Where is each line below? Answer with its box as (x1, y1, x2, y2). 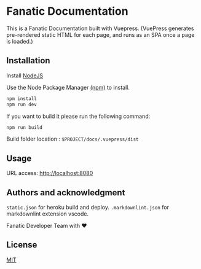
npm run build (6, 124, 43, 130)
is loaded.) (6, 37, 33, 45)
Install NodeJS (6, 72, 44, 79)
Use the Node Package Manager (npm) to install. (6, 84, 130, 91)
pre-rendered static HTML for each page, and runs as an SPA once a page (6, 31, 195, 38)
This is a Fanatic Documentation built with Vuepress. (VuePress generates (6, 25, 194, 32)
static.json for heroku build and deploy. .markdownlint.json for (6, 204, 169, 211)
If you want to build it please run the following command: (6, 112, 151, 120)
